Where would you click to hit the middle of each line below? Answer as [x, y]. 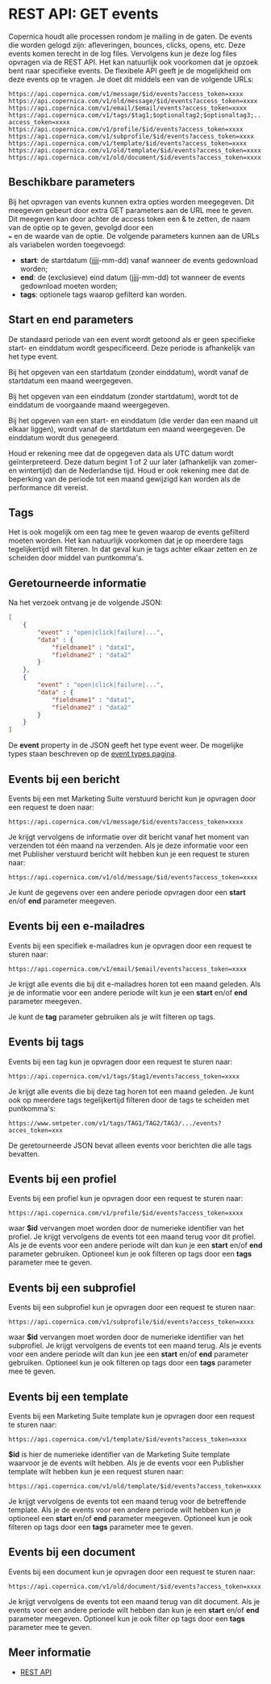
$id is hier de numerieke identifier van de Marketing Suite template [119, 1455]
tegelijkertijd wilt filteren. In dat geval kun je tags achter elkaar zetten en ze [133, 549]
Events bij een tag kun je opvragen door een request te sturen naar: [121, 1061]
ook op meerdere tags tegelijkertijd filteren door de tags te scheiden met [129, 1100]
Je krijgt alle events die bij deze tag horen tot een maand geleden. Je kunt [131, 1091]
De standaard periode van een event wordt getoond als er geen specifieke [132, 339]
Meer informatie [50, 1653]
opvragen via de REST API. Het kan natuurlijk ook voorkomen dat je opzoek [133, 62]
